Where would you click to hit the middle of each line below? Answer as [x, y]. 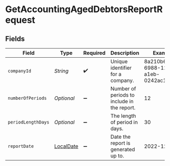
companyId [19, 71]
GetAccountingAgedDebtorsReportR [84, 9]
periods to [123, 95]
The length [123, 116]
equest [20, 20]
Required [94, 53]
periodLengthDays [29, 122]
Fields [15, 39]
